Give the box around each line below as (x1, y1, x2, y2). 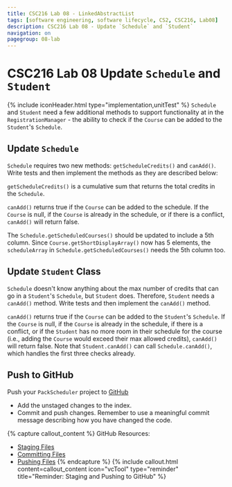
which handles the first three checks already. (7, 349, 136, 357)
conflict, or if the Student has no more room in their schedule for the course (7, 327, 223, 335)
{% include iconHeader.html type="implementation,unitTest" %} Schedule (7, 101, 217, 109)
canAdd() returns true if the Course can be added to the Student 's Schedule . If (7, 312, 226, 321)
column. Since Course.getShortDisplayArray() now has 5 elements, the (7, 238, 211, 247)
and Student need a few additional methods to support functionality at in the (7, 108, 224, 116)
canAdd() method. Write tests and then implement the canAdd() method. (7, 299, 211, 307)
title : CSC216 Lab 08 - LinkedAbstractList (7, 10, 135, 17)
